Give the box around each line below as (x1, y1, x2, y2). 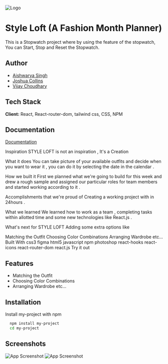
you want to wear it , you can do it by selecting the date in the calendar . (5, 164, 154, 170)
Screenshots (5, 340, 46, 348)
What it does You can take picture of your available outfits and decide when (5, 159, 161, 165)
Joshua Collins (12, 78, 44, 84)
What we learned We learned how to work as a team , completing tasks (5, 209, 152, 215)
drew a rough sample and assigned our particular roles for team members (5, 179, 158, 185)
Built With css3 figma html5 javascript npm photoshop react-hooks (5, 239, 144, 245)
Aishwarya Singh (12, 72, 48, 78)
